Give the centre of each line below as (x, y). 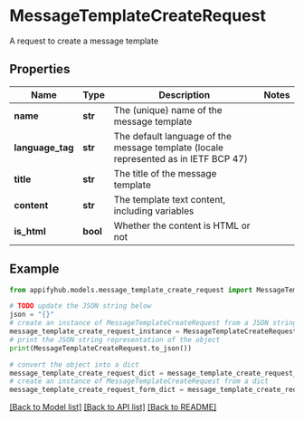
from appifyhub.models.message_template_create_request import (131, 290)
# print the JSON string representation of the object (115, 340)
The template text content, (170, 199)
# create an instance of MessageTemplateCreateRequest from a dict (139, 381)
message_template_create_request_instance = (95, 331)
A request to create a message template (84, 41)
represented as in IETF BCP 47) (181, 158)
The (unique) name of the (168, 110)
